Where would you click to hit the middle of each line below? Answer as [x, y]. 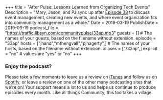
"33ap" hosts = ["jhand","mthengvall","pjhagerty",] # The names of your [78, 43]
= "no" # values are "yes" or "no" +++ [44, 54]
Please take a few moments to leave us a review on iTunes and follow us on [81, 77]
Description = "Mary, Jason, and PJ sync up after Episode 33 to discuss [78, 12]
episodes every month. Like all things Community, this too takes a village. [79, 93]
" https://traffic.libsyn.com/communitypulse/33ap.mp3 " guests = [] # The [79, 33]
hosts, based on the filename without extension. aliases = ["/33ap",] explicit [81, 49]
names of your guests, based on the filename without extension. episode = [81, 38]
